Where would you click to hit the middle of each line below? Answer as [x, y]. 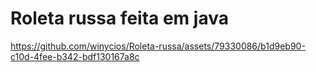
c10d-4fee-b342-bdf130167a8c [75, 56]
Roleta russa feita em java [119, 18]
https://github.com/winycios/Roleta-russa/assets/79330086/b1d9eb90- [158, 46]
